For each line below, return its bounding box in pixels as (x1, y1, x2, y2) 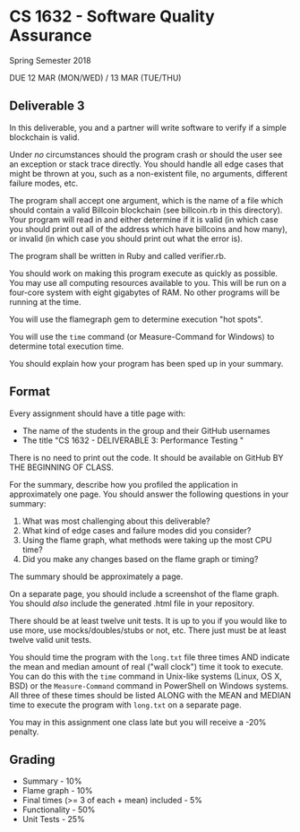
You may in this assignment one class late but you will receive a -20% (9, 716, 267, 727)
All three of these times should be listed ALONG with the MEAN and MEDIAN (9, 689, 291, 700)
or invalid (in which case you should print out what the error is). (9, 233, 244, 244)
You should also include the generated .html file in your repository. (9, 598, 255, 609)
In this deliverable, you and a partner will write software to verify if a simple (9, 122, 287, 133)
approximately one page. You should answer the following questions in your (9, 489, 289, 499)
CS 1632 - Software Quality (9, 6, 215, 27)
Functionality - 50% (21, 804, 96, 815)
